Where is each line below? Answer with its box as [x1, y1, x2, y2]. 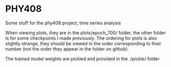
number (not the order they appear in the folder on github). [5, 46, 129, 52]
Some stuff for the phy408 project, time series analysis [5, 20, 121, 26]
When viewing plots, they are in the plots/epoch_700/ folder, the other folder [5, 29, 166, 36]
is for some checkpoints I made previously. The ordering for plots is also [5, 35, 157, 41]
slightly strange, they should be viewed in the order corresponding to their [5, 40, 162, 46]
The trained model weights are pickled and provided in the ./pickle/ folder [5, 55, 160, 61]
